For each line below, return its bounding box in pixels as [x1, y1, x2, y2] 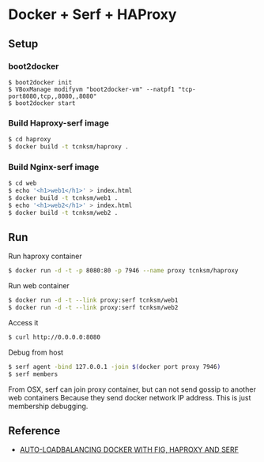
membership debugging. [8, 401, 89, 411]
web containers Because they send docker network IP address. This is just [8, 393, 251, 402]
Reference [8, 424, 61, 438]
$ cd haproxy [8, 136, 51, 144]
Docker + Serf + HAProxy [8, 6, 177, 24]
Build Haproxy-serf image [8, 117, 109, 128]
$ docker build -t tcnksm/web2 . [8, 208, 119, 216]
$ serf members [8, 370, 58, 378]
